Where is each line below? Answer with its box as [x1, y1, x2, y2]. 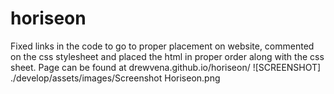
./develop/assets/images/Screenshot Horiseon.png [10, 72, 221, 84]
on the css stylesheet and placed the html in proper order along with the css [10, 50, 325, 62]
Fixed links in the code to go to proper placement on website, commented [10, 40, 315, 52]
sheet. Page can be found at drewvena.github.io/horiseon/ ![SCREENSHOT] [10, 61, 322, 73]
